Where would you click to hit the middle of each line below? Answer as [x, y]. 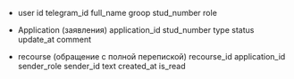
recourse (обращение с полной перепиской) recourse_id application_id [151, 56]
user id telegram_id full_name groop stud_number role [117, 13]
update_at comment [55, 39]
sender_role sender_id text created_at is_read [101, 66]
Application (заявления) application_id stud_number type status [136, 30]
